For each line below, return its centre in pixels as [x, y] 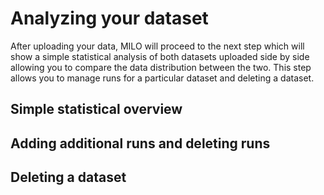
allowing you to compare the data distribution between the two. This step [161, 67]
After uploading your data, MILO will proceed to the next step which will [157, 46]
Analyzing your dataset [109, 18]
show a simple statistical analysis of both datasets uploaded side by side [160, 56]
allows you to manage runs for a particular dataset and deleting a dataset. [162, 78]
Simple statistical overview [96, 109]
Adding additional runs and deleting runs [140, 143]
